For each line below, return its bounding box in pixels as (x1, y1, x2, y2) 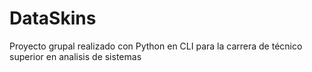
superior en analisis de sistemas (9, 50, 142, 62)
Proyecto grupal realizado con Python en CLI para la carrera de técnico (9, 40, 303, 52)
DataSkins (9, 7, 97, 30)
